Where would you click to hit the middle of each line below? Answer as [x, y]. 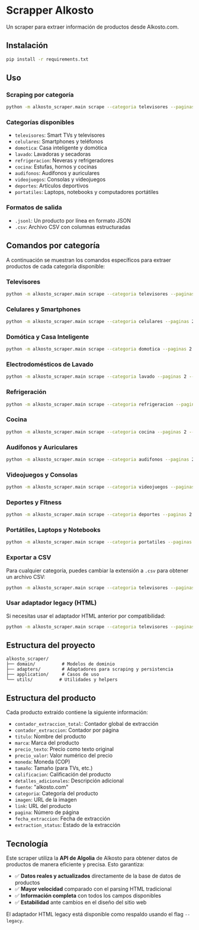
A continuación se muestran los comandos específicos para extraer [89, 260]
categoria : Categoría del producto [57, 793]
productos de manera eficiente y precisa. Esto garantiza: [75, 865]
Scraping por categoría [40, 95]
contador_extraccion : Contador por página [67, 730]
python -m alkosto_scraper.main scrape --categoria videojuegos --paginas [100, 487]
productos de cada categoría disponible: [56, 266]
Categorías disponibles [40, 123]
